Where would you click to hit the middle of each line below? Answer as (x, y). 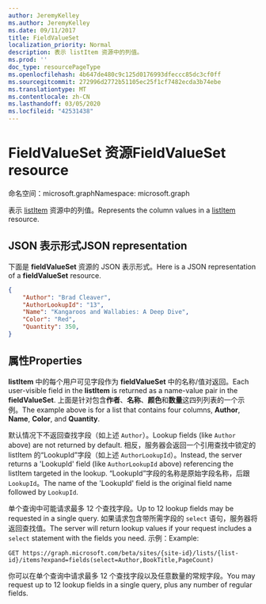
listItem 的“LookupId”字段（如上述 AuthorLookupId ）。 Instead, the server (125, 455)
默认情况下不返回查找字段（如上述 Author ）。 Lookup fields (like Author (122, 435)
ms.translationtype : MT (47, 89)
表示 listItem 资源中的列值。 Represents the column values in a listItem (122, 210)
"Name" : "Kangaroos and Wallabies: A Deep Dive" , (106, 312)
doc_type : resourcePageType (55, 67)
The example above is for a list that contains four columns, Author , (131, 410)
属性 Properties (45, 361)
